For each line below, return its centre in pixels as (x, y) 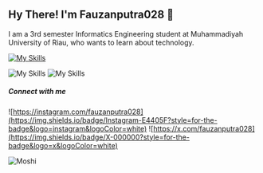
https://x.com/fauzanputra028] (204, 128)
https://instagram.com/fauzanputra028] (78, 112)
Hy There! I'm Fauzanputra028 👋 (91, 15)
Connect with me (37, 92)
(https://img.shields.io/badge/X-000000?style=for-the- (99, 137)
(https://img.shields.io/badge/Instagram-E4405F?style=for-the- (113, 120)
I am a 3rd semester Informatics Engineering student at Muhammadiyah (126, 33)
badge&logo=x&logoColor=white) (63, 145)
